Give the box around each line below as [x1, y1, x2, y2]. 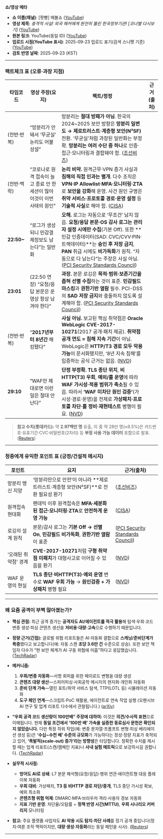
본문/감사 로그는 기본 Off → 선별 [33, 523, 103, 530]
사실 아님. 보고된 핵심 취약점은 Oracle [61, 315, 143, 322]
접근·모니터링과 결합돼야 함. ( [61, 150, 124, 157]
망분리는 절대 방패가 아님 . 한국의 [61, 113, 131, 120]
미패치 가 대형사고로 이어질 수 [38, 554, 101, 561]
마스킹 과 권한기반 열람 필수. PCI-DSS [61, 285, 143, 292]
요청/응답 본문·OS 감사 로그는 [68, 219, 132, 226]
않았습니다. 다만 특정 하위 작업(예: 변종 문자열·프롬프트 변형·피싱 [16, 726, 138, 732]
